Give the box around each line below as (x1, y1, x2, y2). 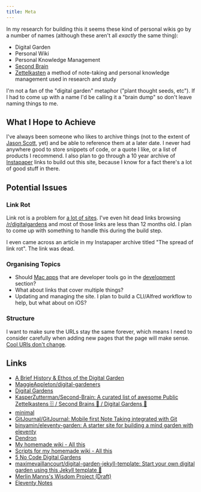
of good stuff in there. (6, 165, 61, 172)
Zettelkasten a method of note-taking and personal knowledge (14, 69, 170, 76)
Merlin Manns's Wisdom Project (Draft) (14, 473, 112, 480)
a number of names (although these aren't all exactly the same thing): (6, 31, 179, 39)
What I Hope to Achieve (6, 117, 96, 128)
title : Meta (6, 8, 36, 15)
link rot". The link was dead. (6, 245, 75, 253)
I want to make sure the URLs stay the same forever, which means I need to (6, 328, 193, 335)
